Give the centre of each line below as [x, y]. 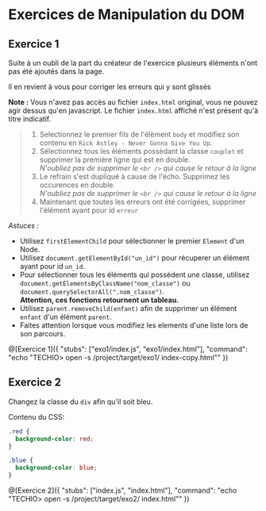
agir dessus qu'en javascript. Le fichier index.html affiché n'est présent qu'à [133, 110]
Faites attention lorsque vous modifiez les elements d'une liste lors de [134, 325]
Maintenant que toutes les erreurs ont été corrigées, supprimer [143, 202]
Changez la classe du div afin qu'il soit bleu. [81, 401]
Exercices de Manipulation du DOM [126, 15]
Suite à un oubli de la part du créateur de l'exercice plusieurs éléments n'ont [133, 63]
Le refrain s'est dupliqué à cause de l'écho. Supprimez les [135, 177]
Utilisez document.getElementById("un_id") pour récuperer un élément [135, 258]
